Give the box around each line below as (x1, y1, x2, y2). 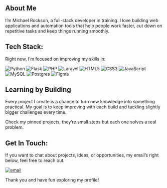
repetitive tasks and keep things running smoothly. (5, 28, 110, 34)
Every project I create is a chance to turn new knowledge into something (5, 99, 155, 105)
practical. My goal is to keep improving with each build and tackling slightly (5, 104, 160, 110)
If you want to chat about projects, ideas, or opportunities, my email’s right (5, 152, 159, 158)
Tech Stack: (5, 43, 44, 51)
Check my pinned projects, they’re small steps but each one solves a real (5, 119, 156, 125)
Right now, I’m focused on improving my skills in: (5, 56, 106, 62)
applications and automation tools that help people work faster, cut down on (5, 23, 162, 29)
